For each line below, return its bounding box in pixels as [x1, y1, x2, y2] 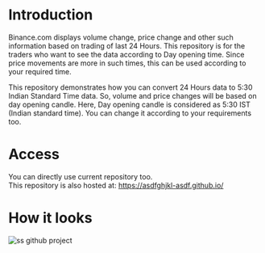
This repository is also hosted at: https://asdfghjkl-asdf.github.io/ [8, 180, 224, 190]
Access [8, 145, 60, 163]
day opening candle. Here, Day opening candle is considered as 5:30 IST [8, 99, 251, 109]
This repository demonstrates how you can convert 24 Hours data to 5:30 [8, 82, 253, 92]
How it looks [8, 209, 93, 227]
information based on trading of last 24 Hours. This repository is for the [8, 40, 246, 50]
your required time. [8, 66, 72, 76]
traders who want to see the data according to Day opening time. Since [8, 49, 245, 59]
